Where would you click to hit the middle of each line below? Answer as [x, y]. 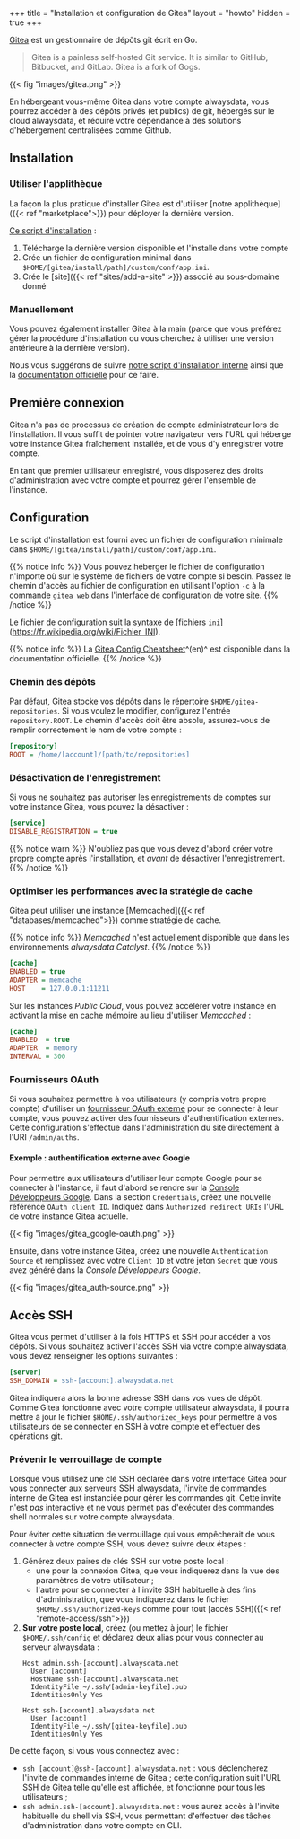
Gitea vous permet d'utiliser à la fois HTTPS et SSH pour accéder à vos [140, 1337]
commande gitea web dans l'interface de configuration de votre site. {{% [144, 595]
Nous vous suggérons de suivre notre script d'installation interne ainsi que [146, 365]
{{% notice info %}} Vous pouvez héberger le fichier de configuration [137, 566]
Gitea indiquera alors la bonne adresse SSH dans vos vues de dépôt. [136, 1398]
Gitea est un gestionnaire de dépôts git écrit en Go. [103, 40]
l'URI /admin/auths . [44, 1137]
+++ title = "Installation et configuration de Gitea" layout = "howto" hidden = [150, 13]
